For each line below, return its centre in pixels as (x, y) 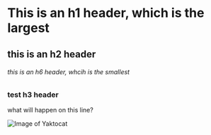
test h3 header (33, 95)
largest (28, 28)
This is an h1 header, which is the (106, 13)
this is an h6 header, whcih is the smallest (68, 72)
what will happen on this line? (50, 110)
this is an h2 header (52, 54)
